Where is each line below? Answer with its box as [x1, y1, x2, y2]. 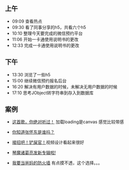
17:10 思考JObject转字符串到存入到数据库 [12, 90, 94, 96]
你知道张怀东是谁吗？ [12, 129, 55, 135]
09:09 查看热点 [12, 18, 43, 24]
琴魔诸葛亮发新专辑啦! [12, 150, 56, 156]
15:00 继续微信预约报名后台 [12, 78, 67, 84]
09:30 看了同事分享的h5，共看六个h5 [12, 24, 86, 30]
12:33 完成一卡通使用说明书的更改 [12, 42, 80, 48]
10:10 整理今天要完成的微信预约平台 [12, 30, 83, 36]
